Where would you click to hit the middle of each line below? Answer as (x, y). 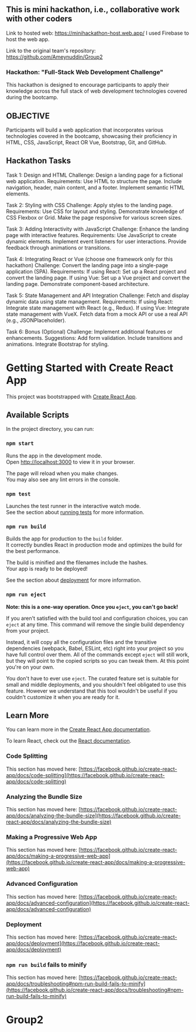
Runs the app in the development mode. (54, 456)
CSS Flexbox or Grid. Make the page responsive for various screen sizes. (94, 217)
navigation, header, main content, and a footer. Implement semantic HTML (95, 187)
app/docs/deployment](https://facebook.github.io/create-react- (83, 943)
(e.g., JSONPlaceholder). (36, 320)
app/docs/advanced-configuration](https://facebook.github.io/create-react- (98, 903)
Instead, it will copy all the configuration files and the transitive (81, 642)
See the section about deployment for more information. (74, 580)
